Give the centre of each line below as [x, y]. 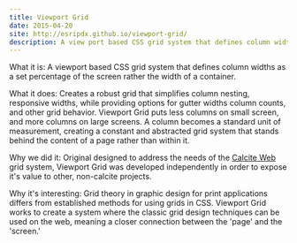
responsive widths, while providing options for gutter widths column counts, [148, 103]
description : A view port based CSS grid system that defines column [140, 42]
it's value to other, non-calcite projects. [80, 177]
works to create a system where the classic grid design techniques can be [145, 212]
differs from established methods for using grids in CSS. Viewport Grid [138, 203]
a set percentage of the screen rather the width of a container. [123, 77]
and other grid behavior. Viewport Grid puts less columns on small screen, [144, 112]
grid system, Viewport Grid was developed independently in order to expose [148, 167]
